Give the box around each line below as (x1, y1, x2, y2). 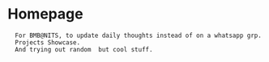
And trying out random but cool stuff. (15, 45, 153, 53)
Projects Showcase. (15, 38, 81, 47)
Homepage (7, 5, 83, 23)
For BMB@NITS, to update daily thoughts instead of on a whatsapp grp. (15, 31, 263, 39)
